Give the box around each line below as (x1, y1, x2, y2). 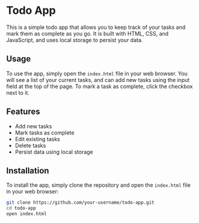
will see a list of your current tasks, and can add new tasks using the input (6, 76, 190, 83)
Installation (6, 165, 49, 175)
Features (6, 107, 40, 117)
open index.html (6, 211, 47, 217)
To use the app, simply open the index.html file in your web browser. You (6, 70, 188, 77)
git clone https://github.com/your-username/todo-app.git (6, 199, 155, 206)
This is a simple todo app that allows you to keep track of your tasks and (6, 24, 186, 31)
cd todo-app (6, 206, 36, 212)
